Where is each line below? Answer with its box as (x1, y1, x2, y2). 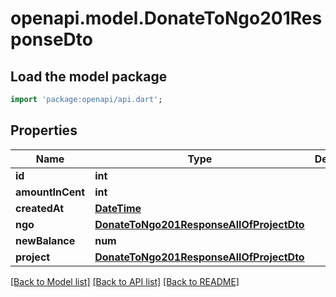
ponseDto (10, 28, 93, 51)
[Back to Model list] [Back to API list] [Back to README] (10, 275, 240, 287)
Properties (10, 122, 78, 139)
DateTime (94, 201, 142, 215)
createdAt (15, 201, 65, 215)
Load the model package (10, 68, 168, 85)
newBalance (15, 233, 76, 247)
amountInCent (15, 185, 86, 199)
